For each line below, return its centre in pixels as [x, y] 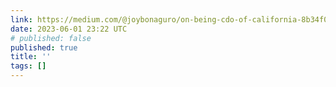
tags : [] [28, 66]
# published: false [51, 38]
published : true [44, 47]
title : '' [31, 57]
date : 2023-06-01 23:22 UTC [69, 29]
